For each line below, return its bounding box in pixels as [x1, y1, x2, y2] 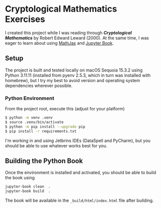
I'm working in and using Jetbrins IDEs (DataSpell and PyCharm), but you [5, 138, 151, 143]
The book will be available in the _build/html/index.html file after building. [5, 198, 154, 204]
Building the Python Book [5, 156, 83, 165]
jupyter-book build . [5, 189, 51, 194]
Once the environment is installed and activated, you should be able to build [5, 170, 156, 175]
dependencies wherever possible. [5, 83, 73, 88]
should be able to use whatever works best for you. [5, 142, 107, 149]
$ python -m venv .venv [5, 115, 53, 120]
